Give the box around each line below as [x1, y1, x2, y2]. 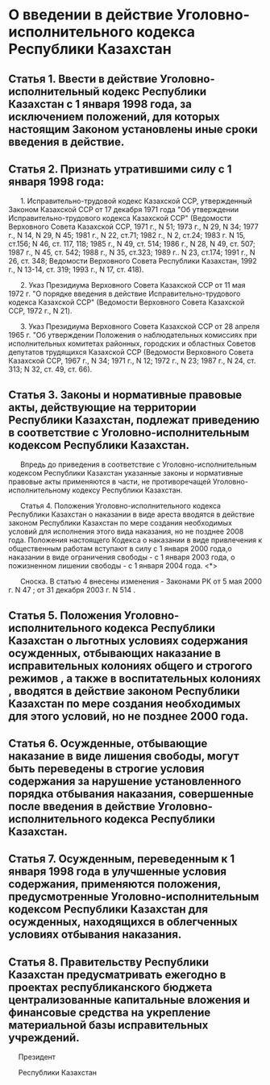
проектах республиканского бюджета [8, 980, 213, 994]
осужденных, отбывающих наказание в [8, 646, 222, 660]
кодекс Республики [102, 85, 207, 98]
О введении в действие [8, 6, 173, 24]
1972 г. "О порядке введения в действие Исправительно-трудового [8, 289, 241, 299]
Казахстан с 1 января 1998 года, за [8, 97, 192, 110]
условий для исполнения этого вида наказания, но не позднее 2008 [8, 526, 244, 537]
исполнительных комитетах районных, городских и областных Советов [8, 339, 256, 348]
